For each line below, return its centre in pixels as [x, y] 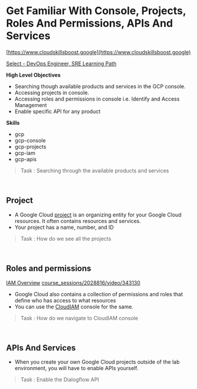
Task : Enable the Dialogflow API [60, 380]
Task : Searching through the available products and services [95, 170]
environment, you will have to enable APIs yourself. [76, 368]
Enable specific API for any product [58, 111]
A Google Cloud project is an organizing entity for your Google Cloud [98, 215]
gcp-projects [30, 147]
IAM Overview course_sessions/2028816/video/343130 [73, 282]
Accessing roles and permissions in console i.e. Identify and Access [97, 99]
